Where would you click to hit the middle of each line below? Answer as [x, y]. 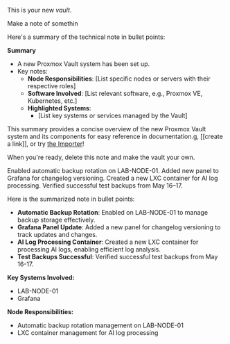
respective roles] [52, 86]
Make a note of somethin [43, 23]
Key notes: [33, 71]
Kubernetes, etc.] [52, 101]
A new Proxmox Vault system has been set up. [83, 64]
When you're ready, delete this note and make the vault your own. [101, 157]
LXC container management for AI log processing [88, 333]
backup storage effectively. [56, 220]
